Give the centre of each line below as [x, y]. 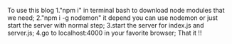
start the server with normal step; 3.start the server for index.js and [106, 25]
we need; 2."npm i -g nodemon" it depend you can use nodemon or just [113, 18]
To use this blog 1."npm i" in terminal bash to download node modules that [116, 10]
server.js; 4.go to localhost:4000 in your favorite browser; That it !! [105, 33]
